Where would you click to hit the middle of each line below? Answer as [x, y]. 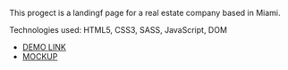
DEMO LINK [44, 47]
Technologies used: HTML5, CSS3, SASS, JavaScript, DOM [119, 30]
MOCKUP [40, 56]
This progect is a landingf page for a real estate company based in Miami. [145, 13]
